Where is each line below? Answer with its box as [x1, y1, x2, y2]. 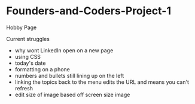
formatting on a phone [14, 65, 71, 73]
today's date [14, 59, 46, 67]
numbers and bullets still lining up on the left [14, 72, 124, 79]
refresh [14, 84, 33, 92]
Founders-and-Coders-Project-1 [6, 4, 172, 18]
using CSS [14, 53, 41, 60]
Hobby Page [6, 24, 37, 31]
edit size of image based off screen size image [14, 91, 130, 98]
